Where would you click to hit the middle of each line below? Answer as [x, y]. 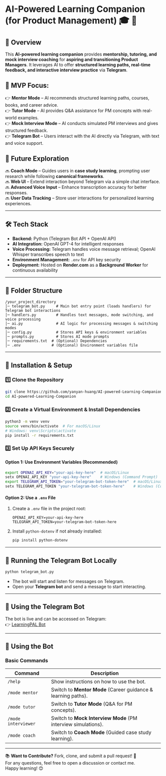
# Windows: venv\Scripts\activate [41, 431]
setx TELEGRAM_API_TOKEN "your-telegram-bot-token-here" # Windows [79, 486]
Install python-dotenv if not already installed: [57, 531]
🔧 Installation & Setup [39, 365]
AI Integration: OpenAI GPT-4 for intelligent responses [68, 244]
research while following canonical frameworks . [55, 176]
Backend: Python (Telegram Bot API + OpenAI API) [64, 239]
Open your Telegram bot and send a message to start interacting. [79, 587]
